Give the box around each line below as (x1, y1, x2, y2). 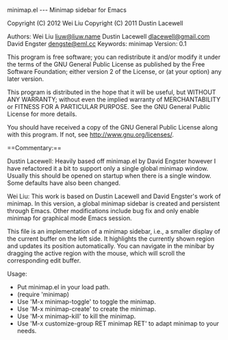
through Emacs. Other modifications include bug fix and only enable (7, 207, 199, 215)
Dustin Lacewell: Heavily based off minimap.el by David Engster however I (7, 157, 216, 165)
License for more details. (7, 110, 77, 118)
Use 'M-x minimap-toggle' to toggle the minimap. (16, 297, 156, 306)
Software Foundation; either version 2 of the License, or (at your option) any (7, 68, 222, 75)
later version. (7, 75, 45, 83)
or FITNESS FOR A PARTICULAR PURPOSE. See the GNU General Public (7, 103, 211, 110)
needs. (16, 327, 37, 335)
